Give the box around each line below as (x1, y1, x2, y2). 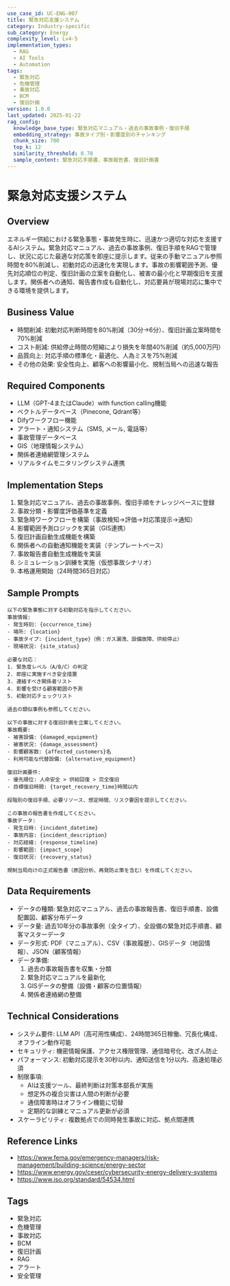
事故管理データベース (16, 433, 77, 442)
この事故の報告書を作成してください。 (7, 810, 99, 817)
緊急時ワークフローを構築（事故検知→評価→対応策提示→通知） (16, 515, 196, 524)
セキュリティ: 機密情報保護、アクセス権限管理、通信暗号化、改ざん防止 (16, 1046, 218, 1055)
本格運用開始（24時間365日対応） (16, 567, 114, 576)
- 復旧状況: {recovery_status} (7, 854, 92, 861)
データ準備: (16, 956, 49, 964)
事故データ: (7, 817, 36, 824)
